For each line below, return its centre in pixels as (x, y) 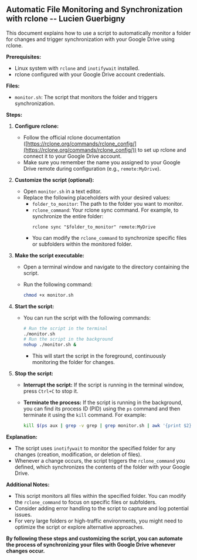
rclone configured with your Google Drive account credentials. (90, 74)
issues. (23, 515)
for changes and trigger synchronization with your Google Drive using (90, 39)
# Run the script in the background (68, 340)
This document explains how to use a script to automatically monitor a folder (98, 33)
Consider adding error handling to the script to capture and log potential (101, 508)
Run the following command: (58, 284)
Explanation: (22, 437)
